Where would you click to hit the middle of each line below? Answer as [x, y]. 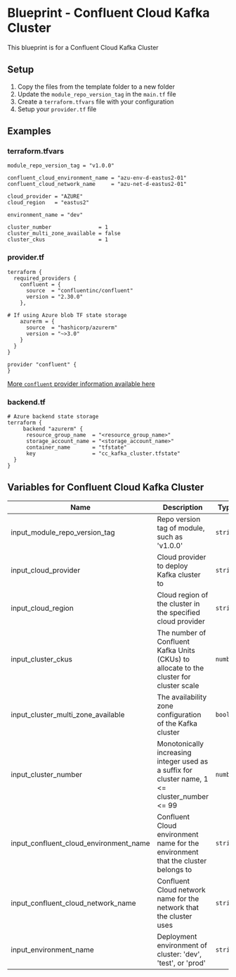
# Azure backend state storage [53, 417]
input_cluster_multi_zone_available [68, 714]
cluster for [174, 676]
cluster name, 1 [183, 778]
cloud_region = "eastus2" [48, 203]
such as [170, 537]
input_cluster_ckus [41, 659]
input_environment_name [52, 950]
